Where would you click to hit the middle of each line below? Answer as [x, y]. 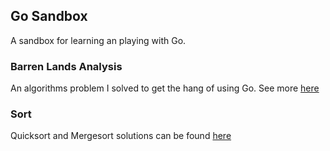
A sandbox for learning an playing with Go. [98, 40]
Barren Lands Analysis [66, 66]
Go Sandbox [49, 16]
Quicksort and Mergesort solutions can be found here [121, 136]
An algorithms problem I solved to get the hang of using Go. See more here [165, 88]
